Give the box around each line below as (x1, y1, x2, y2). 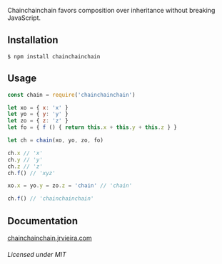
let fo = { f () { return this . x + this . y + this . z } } (7, 124, 177, 131)
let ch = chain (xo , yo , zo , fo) (7, 137, 104, 144)
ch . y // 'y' (7, 156, 43, 163)
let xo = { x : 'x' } (7, 104, 69, 111)
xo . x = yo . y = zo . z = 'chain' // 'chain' (7, 182, 133, 189)
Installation (7, 34, 59, 46)
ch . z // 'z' (7, 163, 43, 170)
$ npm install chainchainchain (7, 53, 101, 60)
